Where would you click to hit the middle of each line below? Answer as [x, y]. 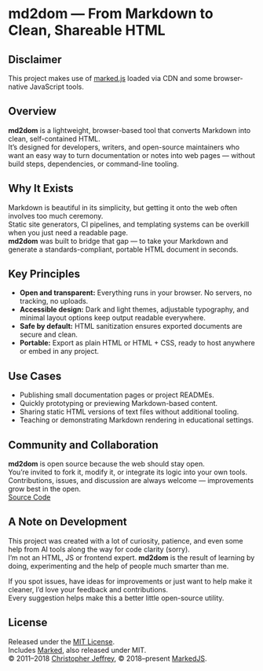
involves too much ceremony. [56, 216]
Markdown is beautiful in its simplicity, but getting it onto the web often [123, 207]
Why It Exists [41, 188]
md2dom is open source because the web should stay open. [107, 464]
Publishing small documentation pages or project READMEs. [117, 395]
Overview [33, 111]
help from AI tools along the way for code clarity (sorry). [99, 549]
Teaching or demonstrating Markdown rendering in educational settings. [136, 420]
